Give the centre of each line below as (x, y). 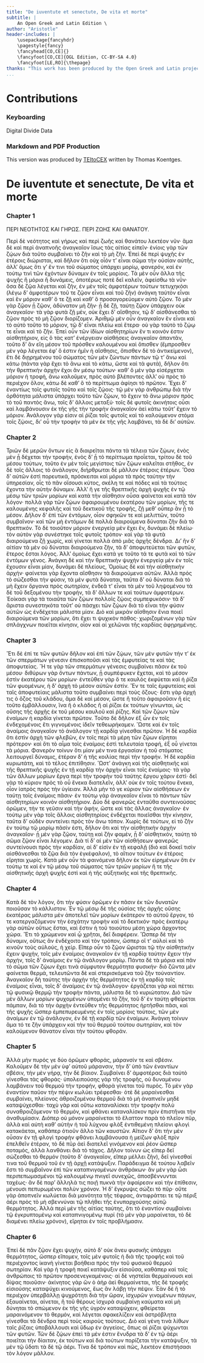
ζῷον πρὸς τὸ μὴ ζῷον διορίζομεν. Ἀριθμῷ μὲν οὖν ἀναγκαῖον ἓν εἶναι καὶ (101, 318)
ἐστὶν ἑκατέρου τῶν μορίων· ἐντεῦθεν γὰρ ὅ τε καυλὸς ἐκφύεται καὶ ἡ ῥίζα (102, 679)
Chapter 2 (21, 437)
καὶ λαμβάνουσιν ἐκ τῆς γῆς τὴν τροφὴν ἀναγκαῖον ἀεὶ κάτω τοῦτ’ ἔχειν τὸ (102, 409)
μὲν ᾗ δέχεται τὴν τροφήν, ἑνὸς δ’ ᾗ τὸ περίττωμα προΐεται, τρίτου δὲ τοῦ (99, 457)
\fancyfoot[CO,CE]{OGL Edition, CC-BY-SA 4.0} (77, 57)
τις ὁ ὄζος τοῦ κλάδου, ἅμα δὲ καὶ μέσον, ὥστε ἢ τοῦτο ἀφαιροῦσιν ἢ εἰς (98, 699)
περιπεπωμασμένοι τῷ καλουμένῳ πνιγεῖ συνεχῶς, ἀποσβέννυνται (92, 1176)
